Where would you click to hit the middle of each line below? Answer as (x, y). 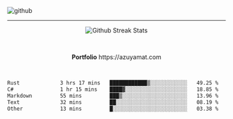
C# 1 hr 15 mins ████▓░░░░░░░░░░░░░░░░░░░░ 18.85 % (113, 89)
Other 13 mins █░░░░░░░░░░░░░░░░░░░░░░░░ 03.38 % (113, 109)
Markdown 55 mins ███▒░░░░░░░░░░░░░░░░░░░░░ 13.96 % (113, 96)
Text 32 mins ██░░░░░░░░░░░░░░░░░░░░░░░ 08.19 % (113, 102)
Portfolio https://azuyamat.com (116, 57)
